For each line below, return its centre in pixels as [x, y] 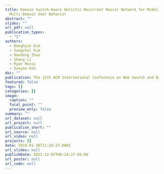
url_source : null [23, 132]
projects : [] [18, 141]
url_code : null [20, 164]
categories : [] [20, 91]
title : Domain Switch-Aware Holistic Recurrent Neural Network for [75, 10]
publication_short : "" [28, 127]
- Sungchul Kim [25, 50]
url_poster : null [23, 159]
